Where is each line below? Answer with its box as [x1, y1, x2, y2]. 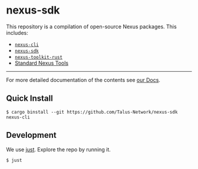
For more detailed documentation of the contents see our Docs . [6, 76, 161, 83]
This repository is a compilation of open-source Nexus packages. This [6, 23, 177, 30]
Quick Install [6, 94, 53, 104]
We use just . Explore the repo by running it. [6, 145, 111, 153]
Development [6, 130, 57, 140]
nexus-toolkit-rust [14, 54, 63, 60]
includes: [6, 29, 28, 36]
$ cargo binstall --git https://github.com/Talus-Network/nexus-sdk [6, 109, 178, 115]
